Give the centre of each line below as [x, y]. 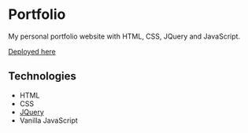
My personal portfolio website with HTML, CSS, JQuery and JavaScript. [124, 36]
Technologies [43, 76]
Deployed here [32, 51]
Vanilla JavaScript [49, 120]
